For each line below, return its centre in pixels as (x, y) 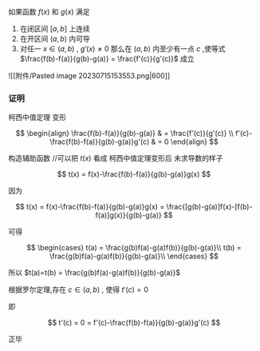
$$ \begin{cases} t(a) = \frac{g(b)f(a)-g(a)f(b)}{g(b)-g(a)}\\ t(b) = (134, 248)
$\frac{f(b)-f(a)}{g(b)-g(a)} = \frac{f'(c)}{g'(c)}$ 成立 (107, 59)
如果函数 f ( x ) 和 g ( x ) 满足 (49, 12)
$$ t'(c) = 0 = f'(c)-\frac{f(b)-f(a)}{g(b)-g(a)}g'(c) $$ (134, 323)
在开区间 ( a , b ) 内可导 (55, 39)
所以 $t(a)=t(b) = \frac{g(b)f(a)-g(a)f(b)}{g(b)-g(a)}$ (95, 273)
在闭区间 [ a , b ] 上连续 (55, 29)
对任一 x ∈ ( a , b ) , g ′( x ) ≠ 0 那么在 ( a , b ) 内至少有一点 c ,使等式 (122, 49)
